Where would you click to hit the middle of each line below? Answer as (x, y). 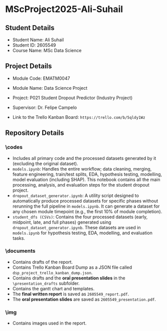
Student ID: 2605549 (34, 45)
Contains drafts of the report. (43, 262)
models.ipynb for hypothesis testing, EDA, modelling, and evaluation (82, 233)
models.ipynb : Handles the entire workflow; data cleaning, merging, (82, 169)
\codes (14, 147)
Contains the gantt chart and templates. (53, 288)
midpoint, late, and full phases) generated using (62, 222)
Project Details (29, 66)
